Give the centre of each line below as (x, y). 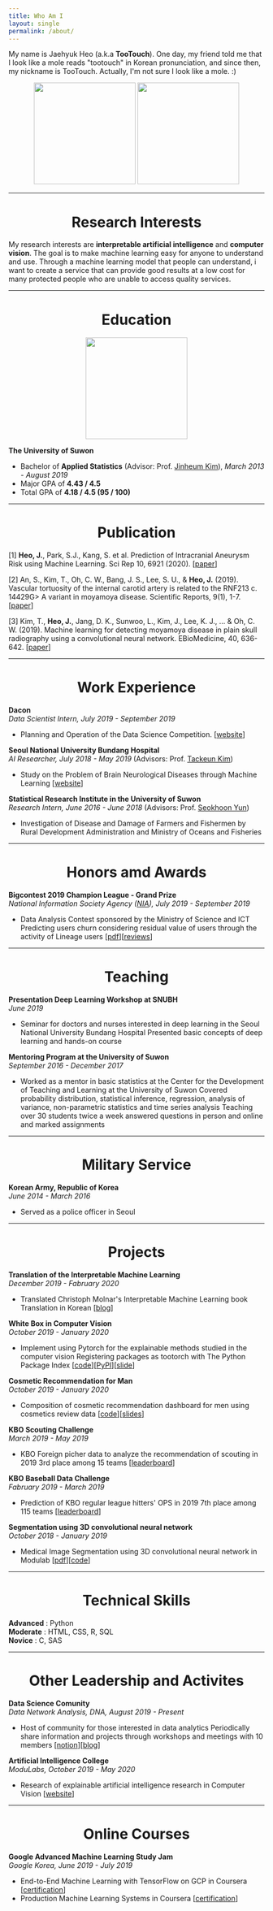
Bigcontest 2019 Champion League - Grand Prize (93, 895)
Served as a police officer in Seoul (78, 1211)
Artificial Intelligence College (59, 1761)
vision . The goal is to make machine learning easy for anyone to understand (136, 253)
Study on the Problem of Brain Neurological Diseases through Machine (139, 775)
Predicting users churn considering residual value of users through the (139, 928)
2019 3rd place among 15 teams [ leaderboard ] (97, 1462)
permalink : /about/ (41, 31)
